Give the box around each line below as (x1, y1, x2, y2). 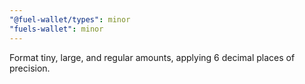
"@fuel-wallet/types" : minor (9, 14, 131, 25)
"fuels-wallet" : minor (9, 24, 104, 34)
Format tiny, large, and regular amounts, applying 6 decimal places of (9, 51, 296, 63)
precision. (9, 62, 51, 74)
